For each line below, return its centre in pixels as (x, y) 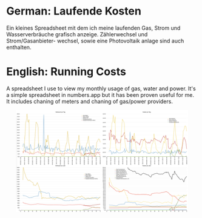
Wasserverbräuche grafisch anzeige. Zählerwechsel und (77, 34)
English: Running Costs (66, 72)
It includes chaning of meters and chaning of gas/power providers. (89, 101)
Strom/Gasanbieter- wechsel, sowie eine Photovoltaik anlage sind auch (95, 41)
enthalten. (19, 47)
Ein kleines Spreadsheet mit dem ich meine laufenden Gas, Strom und (93, 28)
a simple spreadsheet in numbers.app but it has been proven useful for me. (100, 94)
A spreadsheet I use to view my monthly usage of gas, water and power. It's (101, 88)
